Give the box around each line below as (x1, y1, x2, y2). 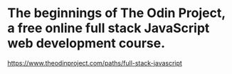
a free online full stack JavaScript (7, 20, 210, 36)
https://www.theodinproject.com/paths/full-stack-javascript (7, 58, 183, 67)
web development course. (7, 36, 166, 51)
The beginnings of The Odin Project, (7, 5, 226, 21)
